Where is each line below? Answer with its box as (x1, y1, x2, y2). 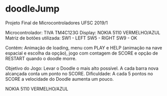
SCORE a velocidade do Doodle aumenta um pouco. (5, 76, 114, 82)
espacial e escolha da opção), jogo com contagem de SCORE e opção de (5, 50, 158, 56)
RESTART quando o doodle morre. (5, 55, 77, 61)
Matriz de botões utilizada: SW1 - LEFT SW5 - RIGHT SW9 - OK (5, 35, 138, 41)
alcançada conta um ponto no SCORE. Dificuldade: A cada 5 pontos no (5, 70, 153, 76)
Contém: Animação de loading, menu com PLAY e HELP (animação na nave (5, 44, 162, 51)
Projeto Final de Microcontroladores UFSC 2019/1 (5, 20, 108, 26)
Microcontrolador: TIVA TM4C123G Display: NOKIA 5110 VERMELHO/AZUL (5, 29, 160, 35)
